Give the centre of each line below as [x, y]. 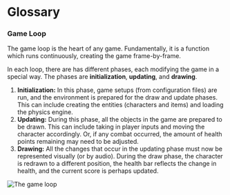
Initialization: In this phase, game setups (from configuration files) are [117, 90]
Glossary [34, 12]
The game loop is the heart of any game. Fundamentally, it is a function [108, 48]
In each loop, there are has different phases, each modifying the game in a [113, 69]
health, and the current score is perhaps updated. [88, 171]
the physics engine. [45, 112]
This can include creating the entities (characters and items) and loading [120, 105]
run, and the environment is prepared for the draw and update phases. [117, 98]
